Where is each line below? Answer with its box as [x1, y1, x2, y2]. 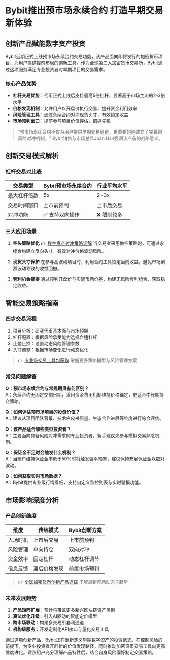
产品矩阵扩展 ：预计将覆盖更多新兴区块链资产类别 [12, 607, 115, 613]
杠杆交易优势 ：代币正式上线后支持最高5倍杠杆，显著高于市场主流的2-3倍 [12, 92, 165, 99]
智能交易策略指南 [5, 299, 59, 307]
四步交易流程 [5, 315, 37, 322]
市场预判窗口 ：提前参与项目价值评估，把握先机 [12, 118, 111, 124]
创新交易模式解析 [5, 151, 59, 160]
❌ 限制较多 [96, 211, 123, 218]
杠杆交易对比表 [5, 168, 42, 175]
